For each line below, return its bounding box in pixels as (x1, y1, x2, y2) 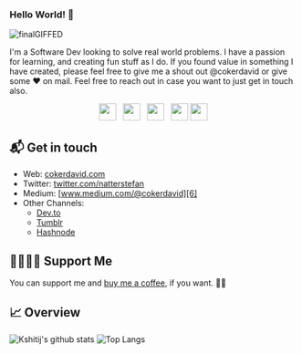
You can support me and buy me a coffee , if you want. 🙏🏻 (9, 277, 226, 288)
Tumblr (36, 217, 64, 228)
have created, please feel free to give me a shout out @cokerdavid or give (9, 66, 287, 77)
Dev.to (36, 207, 61, 218)
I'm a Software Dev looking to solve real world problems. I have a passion (9, 47, 286, 57)
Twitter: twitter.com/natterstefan (22, 178, 144, 190)
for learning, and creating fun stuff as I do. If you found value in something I (9, 57, 294, 68)
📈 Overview (9, 305, 81, 320)
